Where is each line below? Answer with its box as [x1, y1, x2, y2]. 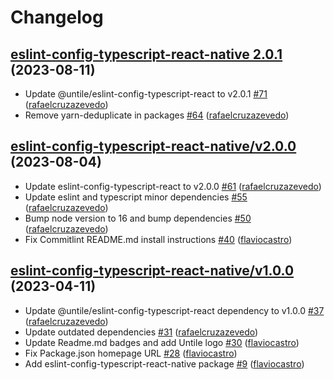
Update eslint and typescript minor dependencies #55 [24, 191, 248, 203]
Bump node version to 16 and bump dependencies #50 [24, 212, 252, 224]
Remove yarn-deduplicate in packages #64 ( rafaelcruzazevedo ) [24, 109, 290, 121]
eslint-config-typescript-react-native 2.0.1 [10, 46, 283, 63]
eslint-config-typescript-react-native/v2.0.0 [10, 138, 297, 155]
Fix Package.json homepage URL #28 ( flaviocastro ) [24, 347, 238, 359]
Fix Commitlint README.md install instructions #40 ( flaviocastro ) [24, 233, 293, 245]
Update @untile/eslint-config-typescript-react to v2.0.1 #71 [24, 88, 268, 100]
